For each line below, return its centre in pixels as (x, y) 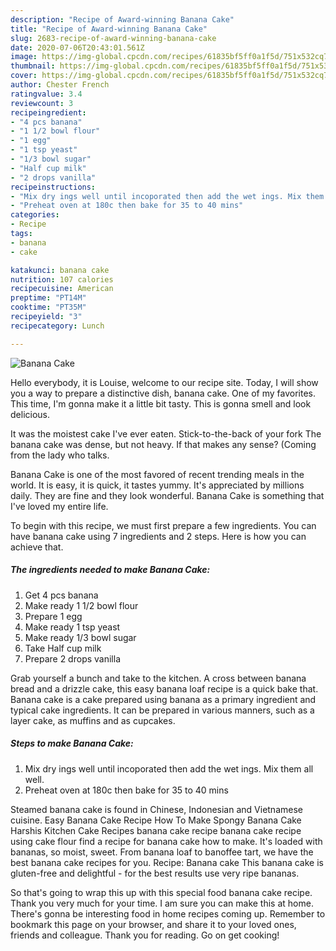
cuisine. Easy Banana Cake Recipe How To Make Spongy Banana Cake (156, 820)
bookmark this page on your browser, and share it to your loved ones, (153, 924)
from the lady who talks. (60, 455)
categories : (35, 215)
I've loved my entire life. (59, 506)
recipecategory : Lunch (57, 326)
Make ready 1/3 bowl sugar (80, 637)
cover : (24, 76)
